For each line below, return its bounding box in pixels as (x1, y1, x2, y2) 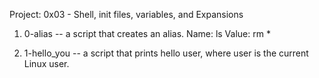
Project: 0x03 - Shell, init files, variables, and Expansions (9, 9, 244, 20)
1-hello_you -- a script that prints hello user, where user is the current (23, 47, 309, 59)
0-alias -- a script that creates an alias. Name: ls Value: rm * (23, 28, 271, 39)
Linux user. (23, 58, 70, 69)
